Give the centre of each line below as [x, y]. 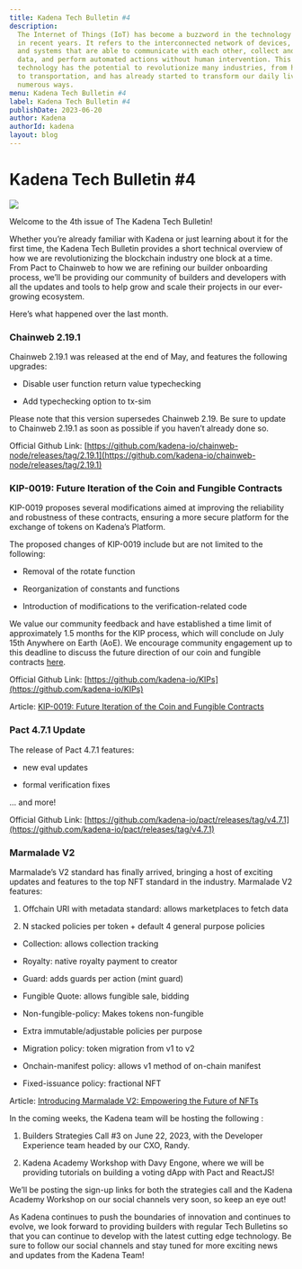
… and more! [33, 802]
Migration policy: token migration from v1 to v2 [108, 1048]
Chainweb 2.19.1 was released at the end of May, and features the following [148, 357]
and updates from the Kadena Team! [77, 1255]
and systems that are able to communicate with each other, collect [148, 51]
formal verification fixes [66, 784]
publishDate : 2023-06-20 [56, 110]
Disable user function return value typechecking [111, 384]
